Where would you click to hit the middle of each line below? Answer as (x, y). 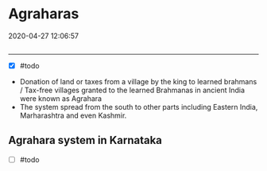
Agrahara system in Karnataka (85, 140)
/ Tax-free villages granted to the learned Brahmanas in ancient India (132, 90)
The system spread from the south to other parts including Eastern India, (139, 107)
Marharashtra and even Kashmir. (73, 115)
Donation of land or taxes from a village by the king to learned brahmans (138, 82)
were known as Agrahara (60, 99)
